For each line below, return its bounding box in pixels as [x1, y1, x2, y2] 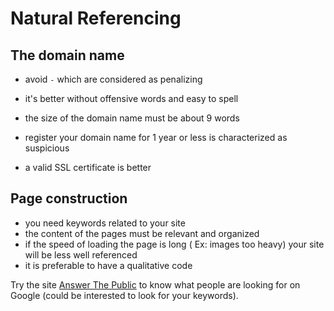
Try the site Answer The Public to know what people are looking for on [10, 278, 301, 291]
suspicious [24, 142, 70, 154]
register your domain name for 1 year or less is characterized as [24, 132, 288, 143]
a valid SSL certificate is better [24, 162, 152, 173]
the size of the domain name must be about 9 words [24, 112, 240, 124]
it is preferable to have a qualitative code [24, 259, 193, 271]
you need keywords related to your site [24, 217, 186, 229]
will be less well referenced [24, 248, 138, 261]
